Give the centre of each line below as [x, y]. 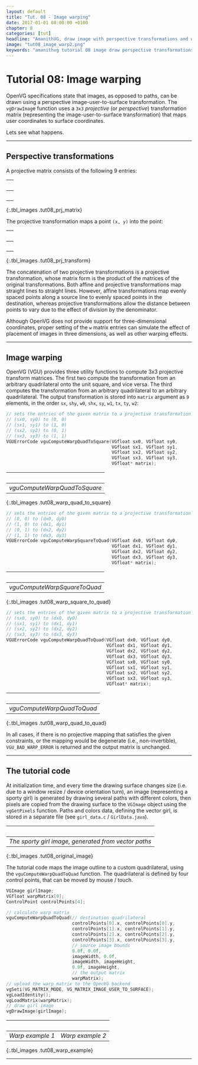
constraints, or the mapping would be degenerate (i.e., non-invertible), [92, 741]
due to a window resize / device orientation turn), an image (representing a [97, 791]
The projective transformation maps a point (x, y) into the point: [85, 221]
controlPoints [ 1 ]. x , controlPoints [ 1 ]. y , [123, 929]
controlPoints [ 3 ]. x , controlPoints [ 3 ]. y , [123, 940]
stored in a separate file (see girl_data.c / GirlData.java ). [77, 817]
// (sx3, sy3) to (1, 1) [37, 436]
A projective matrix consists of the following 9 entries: [72, 171]
